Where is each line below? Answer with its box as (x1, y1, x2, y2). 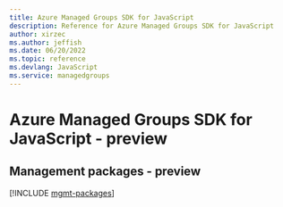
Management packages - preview (9, 164, 202, 179)
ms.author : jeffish (9, 37, 82, 47)
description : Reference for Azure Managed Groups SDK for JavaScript (9, 21, 275, 30)
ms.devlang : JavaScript (9, 63, 99, 72)
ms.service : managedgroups (9, 71, 110, 80)
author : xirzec (9, 29, 66, 38)
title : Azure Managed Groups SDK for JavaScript (9, 12, 194, 22)
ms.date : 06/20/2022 (9, 46, 87, 55)
